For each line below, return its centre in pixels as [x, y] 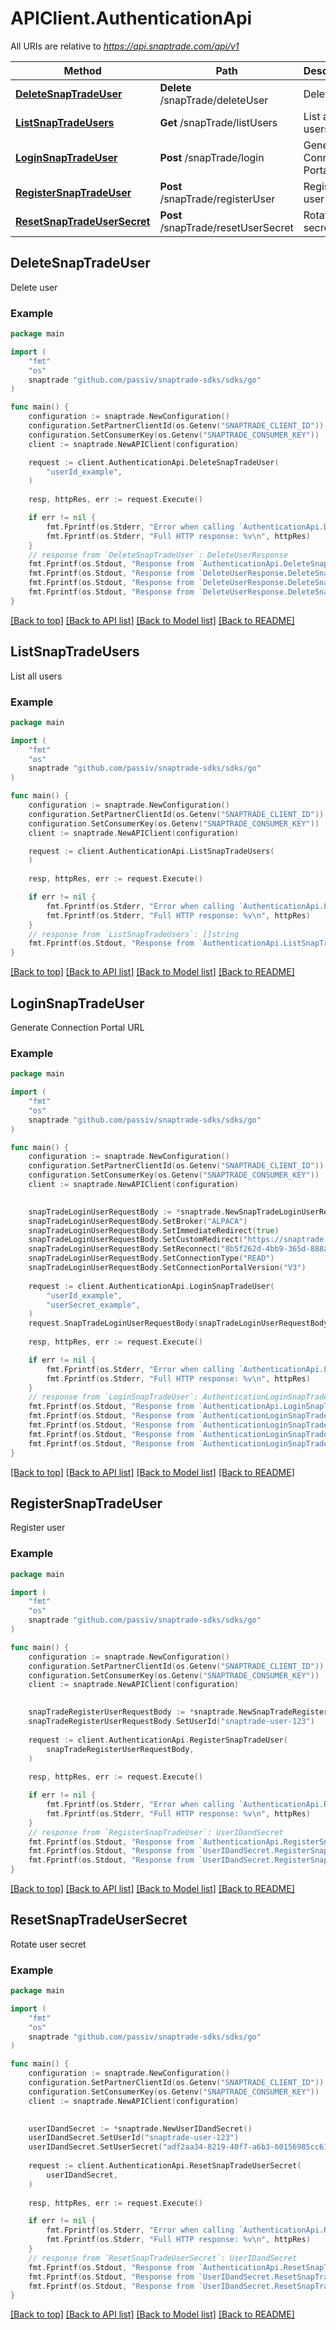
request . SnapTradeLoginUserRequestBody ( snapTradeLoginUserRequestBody [178, 1323]
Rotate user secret [48, 1944]
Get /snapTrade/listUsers [218, 122]
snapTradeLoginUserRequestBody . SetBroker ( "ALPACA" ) [138, 1221]
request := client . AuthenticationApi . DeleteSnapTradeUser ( [154, 462]
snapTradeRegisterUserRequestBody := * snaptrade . [134, 1712]
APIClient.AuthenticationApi [131, 18]
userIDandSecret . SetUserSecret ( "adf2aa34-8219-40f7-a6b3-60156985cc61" [180, 2147]
